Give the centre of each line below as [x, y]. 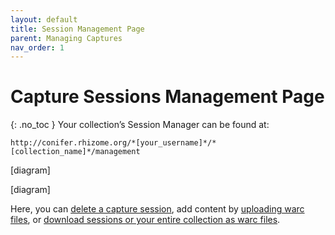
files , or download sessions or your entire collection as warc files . [145, 220]
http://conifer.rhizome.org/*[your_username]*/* [113, 143]
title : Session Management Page [77, 29]
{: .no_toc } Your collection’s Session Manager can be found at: [140, 125]
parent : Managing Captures [66, 38]
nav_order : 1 [37, 47]
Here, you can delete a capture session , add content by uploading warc [157, 209]
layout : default [44, 19]
